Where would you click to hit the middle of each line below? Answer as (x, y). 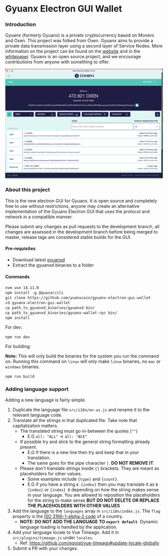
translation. (39, 458)
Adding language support (37, 389)
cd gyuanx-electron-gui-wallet (38, 303)
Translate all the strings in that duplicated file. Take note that (75, 421)
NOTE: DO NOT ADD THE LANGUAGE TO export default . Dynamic (89, 522)
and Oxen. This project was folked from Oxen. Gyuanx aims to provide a (79, 41)
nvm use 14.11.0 (22, 288)
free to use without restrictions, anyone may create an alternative (72, 206)
